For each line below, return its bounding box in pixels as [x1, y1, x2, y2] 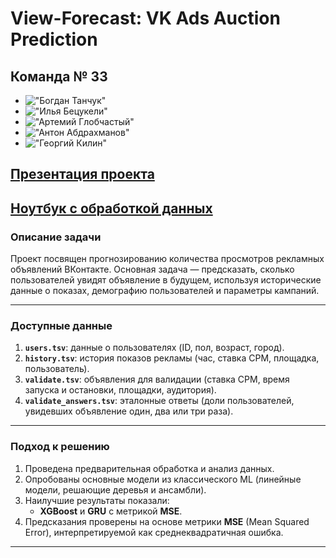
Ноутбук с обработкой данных [10, 200, 213, 217]
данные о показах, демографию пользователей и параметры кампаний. [10, 285, 320, 297]
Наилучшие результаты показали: [24, 494, 170, 506]
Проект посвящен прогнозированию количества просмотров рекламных [10, 253, 325, 265]
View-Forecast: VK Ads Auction [10, 7, 281, 30]
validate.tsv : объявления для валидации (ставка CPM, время [24, 373, 290, 386]
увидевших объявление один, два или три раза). [24, 405, 234, 417]
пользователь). [24, 363, 90, 375]
